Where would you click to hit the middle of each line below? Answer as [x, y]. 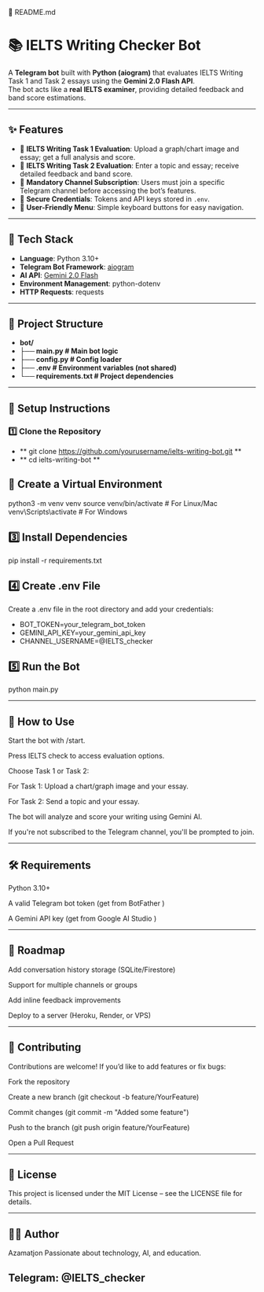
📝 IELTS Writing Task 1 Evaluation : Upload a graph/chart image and [129, 149]
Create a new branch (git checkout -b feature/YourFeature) [104, 1097]
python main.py [33, 689]
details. [20, 1202]
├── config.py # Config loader [70, 360]
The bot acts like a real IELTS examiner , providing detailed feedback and [126, 89]
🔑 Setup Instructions [59, 408]
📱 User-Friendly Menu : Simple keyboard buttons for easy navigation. [132, 207]
